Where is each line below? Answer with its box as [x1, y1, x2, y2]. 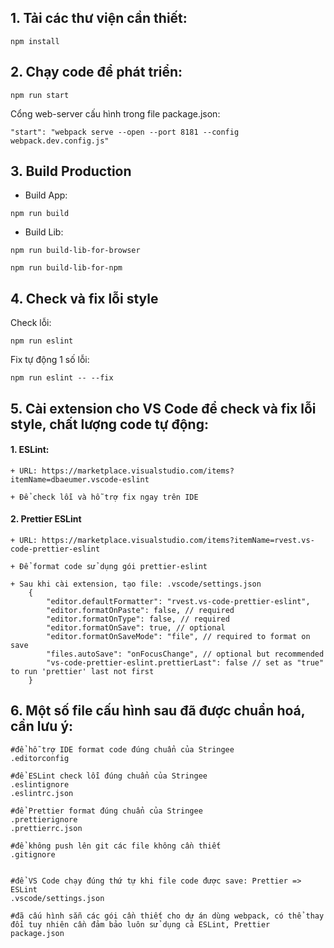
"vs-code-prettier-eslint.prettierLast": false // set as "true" [46, 658, 325, 668]
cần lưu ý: [10, 718, 74, 735]
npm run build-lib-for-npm [10, 263, 123, 273]
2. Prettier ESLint [10, 513, 82, 525]
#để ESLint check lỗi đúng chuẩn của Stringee [10, 771, 208, 781]
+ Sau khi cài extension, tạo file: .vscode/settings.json [10, 579, 262, 590]
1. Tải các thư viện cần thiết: [10, 10, 188, 27]
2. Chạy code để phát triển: [10, 64, 183, 81]
